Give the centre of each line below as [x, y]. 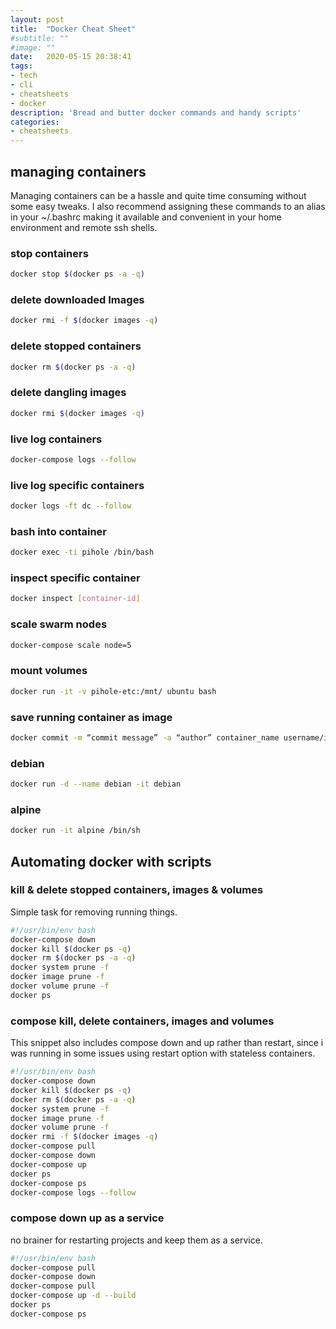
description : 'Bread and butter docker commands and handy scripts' [156, 112]
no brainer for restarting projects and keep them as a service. [136, 1240]
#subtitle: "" [40, 38]
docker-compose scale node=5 [71, 645]
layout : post [37, 19]
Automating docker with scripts [111, 861]
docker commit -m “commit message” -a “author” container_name [145, 737]
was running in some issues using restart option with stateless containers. [163, 1053]
